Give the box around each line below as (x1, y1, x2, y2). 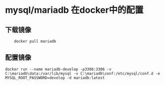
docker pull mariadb (14, 39, 56, 44)
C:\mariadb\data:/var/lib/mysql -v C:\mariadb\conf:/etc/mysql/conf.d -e (5, 71, 161, 76)
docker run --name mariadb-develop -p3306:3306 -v (5, 67, 112, 72)
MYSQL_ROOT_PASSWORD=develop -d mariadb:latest (5, 75, 105, 80)
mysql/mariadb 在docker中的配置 (5, 4, 144, 16)
